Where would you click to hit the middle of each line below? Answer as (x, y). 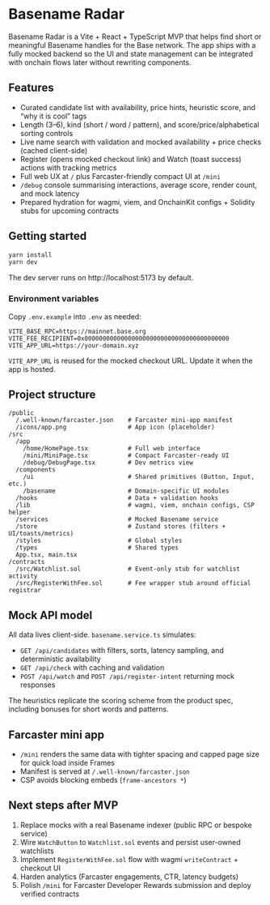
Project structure (52, 395)
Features (31, 88)
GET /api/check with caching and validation (92, 668)
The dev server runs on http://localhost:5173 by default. (101, 278)
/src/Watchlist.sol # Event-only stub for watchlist (128, 569)
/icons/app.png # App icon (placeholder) (116, 427)
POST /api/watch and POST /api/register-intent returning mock (127, 677)
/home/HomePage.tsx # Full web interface (112, 449)
